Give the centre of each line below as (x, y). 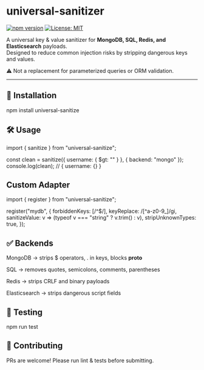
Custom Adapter (38, 185)
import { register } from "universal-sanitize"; (61, 200)
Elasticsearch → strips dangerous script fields (64, 293)
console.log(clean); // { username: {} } (54, 166)
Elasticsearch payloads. (37, 46)
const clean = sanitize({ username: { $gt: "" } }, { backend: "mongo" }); (95, 160)
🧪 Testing (25, 312)
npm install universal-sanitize (43, 110)
